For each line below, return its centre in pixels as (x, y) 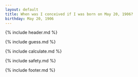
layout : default (22, 10)
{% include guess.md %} (30, 42)
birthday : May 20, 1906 (30, 19)
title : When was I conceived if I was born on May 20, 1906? (69, 14)
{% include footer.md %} (30, 70)
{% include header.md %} (31, 33)
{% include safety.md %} (31, 61)
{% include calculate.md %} (34, 51)
